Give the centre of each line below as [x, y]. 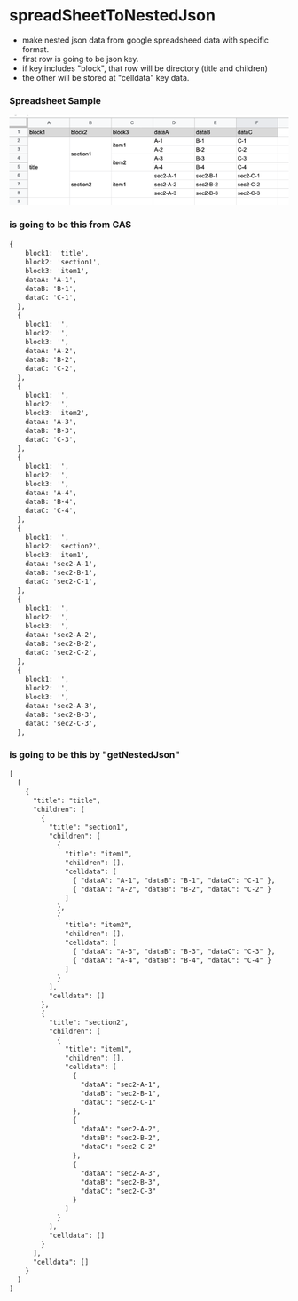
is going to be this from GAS [71, 225]
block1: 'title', [57, 253]
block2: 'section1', [63, 262]
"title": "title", [67, 801]
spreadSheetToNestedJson [112, 16]
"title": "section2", [88, 1023]
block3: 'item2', [57, 413]
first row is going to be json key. [80, 59]
